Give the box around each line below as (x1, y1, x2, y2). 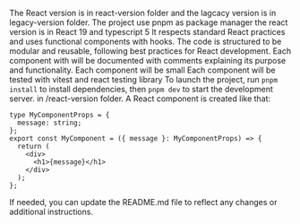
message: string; (17, 118, 82, 127)
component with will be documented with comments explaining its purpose (9, 56, 287, 65)
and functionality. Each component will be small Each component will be (9, 65, 276, 75)
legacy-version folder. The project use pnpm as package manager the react (9, 17, 288, 28)
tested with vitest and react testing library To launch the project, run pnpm (9, 74, 279, 84)
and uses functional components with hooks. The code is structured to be (9, 36, 282, 47)
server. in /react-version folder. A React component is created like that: (9, 93, 271, 104)
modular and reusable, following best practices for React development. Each (9, 46, 292, 56)
